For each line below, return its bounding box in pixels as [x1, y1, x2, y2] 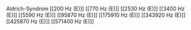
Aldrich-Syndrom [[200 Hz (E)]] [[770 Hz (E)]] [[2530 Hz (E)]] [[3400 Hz [6, 5, 185, 12]
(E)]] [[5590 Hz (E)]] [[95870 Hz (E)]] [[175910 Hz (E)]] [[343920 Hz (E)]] [6, 11, 186, 19]
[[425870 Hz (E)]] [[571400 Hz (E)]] [6, 18, 94, 25]
